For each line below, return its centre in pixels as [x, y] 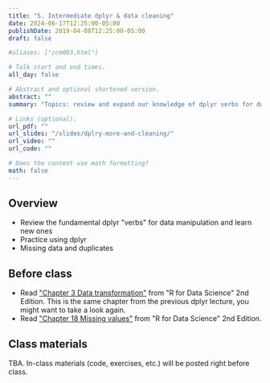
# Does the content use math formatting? [79, 163]
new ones [36, 231]
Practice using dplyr [53, 240]
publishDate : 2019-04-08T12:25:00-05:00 [77, 31]
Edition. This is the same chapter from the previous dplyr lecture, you [134, 302]
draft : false [30, 38]
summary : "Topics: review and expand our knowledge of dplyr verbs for [131, 104]
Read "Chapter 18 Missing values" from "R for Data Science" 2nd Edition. [141, 319]
